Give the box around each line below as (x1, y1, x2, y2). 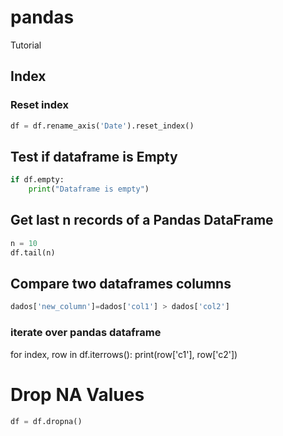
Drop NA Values (10, 383, 145, 406)
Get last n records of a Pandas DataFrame (10, 212, 274, 229)
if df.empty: (10, 175, 65, 185)
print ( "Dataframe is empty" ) (28, 184, 150, 195)
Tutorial (10, 39, 42, 51)
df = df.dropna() (10, 416, 83, 426)
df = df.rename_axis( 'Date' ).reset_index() (10, 121, 195, 131)
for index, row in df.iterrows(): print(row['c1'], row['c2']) (10, 348, 238, 360)
